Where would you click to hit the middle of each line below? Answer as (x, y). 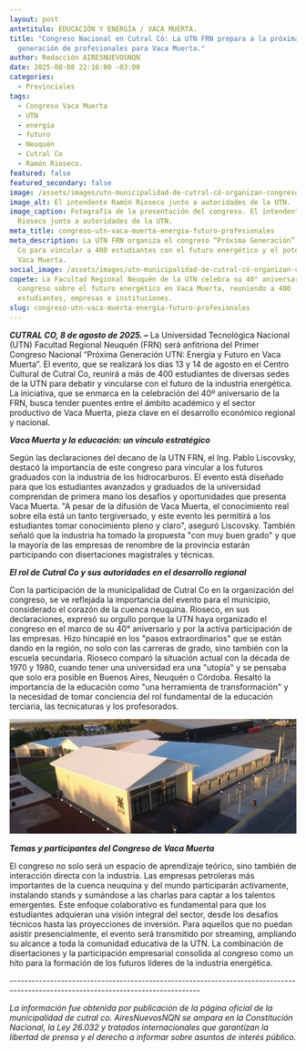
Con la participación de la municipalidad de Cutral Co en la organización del (152, 589)
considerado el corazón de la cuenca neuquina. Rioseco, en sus (130, 609)
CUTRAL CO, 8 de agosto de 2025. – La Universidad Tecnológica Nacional (149, 335)
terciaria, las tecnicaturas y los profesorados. (94, 706)
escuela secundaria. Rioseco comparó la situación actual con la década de (149, 658)
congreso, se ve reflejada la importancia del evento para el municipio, (140, 599)
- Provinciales (46, 87)
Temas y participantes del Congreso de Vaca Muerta (112, 848)
